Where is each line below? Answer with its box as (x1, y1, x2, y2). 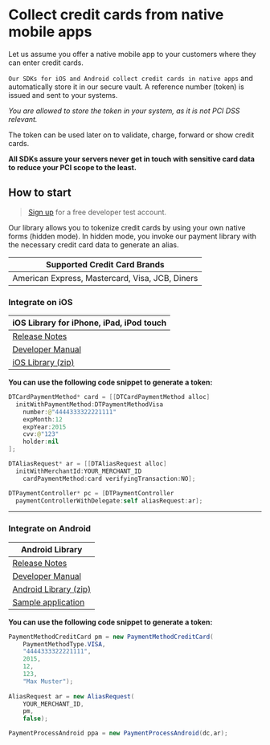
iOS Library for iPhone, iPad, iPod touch (12, 317, 167, 328)
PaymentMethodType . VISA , (22, 640, 106, 648)
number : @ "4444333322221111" (22, 408, 117, 416)
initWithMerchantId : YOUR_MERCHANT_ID (15, 467, 142, 475)
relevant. (8, 114, 38, 124)
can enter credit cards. (8, 58, 84, 67)
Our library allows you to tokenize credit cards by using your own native (8, 222, 246, 232)
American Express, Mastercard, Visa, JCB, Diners (12, 272, 198, 283)
